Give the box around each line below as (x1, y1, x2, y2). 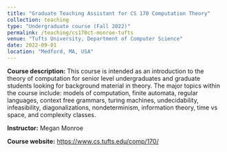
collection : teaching (7, 16, 69, 23)
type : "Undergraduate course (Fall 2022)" (7, 23, 131, 29)
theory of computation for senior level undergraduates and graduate (7, 74, 201, 82)
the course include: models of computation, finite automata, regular (7, 88, 198, 97)
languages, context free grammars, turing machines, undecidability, (7, 96, 199, 104)
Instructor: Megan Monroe (7, 124, 84, 132)
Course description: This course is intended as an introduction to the (7, 66, 204, 75)
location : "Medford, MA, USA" (7, 49, 94, 55)
